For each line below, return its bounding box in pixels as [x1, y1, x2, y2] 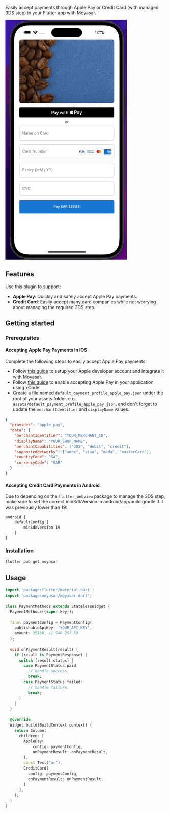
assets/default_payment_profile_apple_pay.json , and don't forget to [12, 401, 157, 407]
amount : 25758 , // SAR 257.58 [14, 631, 79, 636]
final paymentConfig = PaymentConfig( [10, 620, 93, 625]
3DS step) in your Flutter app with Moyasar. [5, 10, 97, 16]
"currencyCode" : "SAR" [14, 460, 63, 465]
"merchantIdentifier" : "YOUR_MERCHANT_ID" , [14, 433, 108, 438]
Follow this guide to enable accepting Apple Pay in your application [12, 379, 154, 385]
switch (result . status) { [18, 657, 74, 663]
